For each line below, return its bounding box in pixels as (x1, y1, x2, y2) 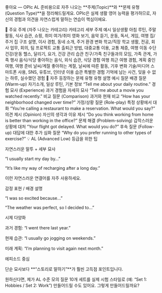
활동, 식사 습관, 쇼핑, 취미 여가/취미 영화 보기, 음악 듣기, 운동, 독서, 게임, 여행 (5, 33, 149, 38)
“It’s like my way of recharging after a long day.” (5, 165, 100, 171)
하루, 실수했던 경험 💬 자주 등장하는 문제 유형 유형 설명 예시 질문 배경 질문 (10, 75, 147, 81)
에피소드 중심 (5, 256, 30, 261)
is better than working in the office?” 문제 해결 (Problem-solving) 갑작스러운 (5, 118, 153, 123)
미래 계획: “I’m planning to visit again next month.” (5, 245, 103, 251)
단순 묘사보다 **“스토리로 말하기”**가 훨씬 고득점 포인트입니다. (5, 266, 123, 272)
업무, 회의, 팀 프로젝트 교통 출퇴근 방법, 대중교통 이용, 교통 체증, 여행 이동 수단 (10, 45, 157, 50)
